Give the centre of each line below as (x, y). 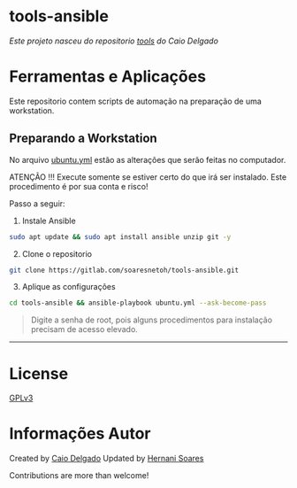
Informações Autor (80, 434)
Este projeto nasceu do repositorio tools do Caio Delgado (114, 41)
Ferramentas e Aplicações (107, 77)
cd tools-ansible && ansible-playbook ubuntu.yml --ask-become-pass (138, 303)
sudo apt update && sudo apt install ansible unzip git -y (120, 236)
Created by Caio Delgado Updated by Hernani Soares (107, 459)
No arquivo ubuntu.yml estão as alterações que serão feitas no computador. (148, 159)
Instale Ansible (49, 221)
